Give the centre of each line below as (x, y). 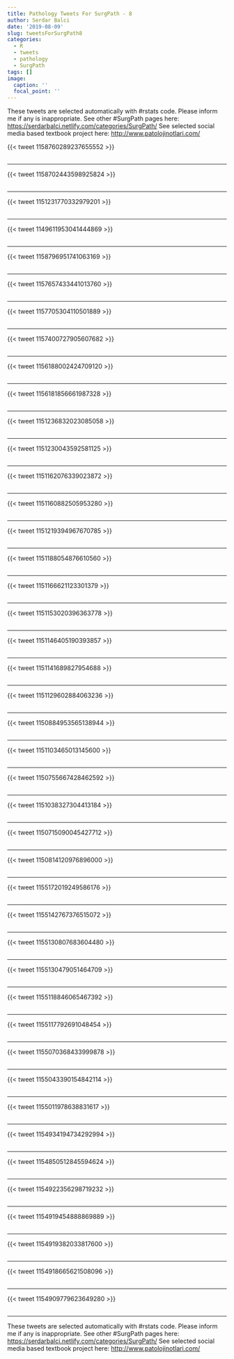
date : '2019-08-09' (36, 26)
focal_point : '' (37, 91)
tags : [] (20, 72)
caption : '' (31, 85)
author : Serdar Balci (39, 20)
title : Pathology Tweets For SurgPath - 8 (70, 14)
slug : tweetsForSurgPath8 (45, 33)
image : (17, 78)
